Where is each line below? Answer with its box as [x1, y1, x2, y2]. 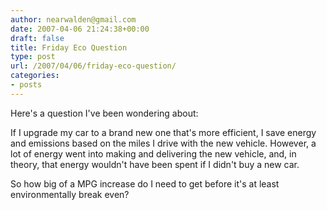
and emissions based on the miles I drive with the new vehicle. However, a [10, 137, 317, 149]
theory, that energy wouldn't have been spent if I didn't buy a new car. [10, 158, 300, 170]
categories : [10, 71, 60, 81]
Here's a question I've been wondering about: [10, 107, 199, 119]
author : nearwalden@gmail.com [10, 14, 137, 25]
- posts [10, 80, 43, 90]
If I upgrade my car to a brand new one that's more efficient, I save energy [10, 126, 317, 138]
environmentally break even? [10, 188, 130, 200]
